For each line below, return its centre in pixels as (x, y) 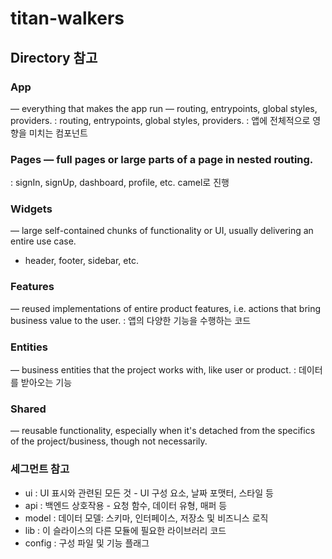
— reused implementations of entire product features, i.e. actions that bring (166, 308)
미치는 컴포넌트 (58, 133)
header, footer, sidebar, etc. (81, 261)
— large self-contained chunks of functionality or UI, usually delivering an (162, 231)
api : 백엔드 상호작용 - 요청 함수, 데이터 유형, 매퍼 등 (126, 505)
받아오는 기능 (46, 383)
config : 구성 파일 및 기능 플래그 (87, 543)
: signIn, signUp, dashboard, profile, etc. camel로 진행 (120, 183)
